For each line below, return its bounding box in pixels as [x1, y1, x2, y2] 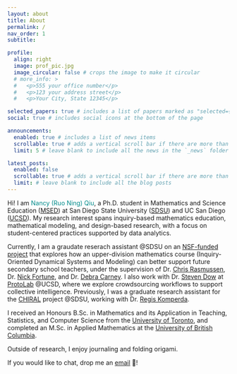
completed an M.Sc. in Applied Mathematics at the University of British [7, 323, 213, 332]
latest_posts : [7, 159, 49, 167]
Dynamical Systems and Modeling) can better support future [34, 257, 210, 265]
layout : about [7, 10, 49, 18]
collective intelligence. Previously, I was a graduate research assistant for [7, 287, 221, 296]
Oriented [7, 257, 33, 265]
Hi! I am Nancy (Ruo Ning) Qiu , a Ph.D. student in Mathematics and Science [7, 198, 226, 207]
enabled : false [13, 167, 59, 174]
